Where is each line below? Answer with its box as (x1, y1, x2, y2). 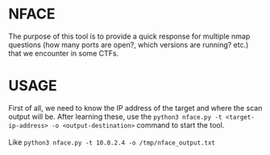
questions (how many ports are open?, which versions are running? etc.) (8, 39, 249, 49)
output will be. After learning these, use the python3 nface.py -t (8, 112, 222, 121)
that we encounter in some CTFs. (8, 48, 119, 58)
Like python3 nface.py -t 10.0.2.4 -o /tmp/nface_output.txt (8, 137, 216, 147)
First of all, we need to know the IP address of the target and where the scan (8, 103, 263, 112)
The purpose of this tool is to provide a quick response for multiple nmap (8, 31, 251, 41)
